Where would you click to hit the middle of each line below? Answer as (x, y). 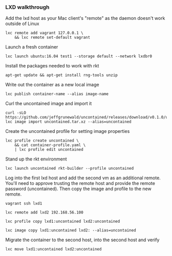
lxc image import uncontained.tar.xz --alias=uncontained (68, 122)
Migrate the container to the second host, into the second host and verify (82, 240)
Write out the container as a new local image (52, 85)
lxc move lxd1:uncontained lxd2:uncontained (53, 249)
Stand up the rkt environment (36, 159)
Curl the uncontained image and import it (49, 104)
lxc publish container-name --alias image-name (57, 94)
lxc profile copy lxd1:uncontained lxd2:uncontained (63, 222)
